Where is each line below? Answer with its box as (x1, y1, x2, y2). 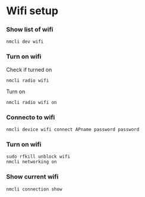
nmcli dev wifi (6, 39, 44, 45)
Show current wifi (6, 173, 59, 181)
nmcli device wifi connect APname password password (6, 126, 140, 133)
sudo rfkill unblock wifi (6, 154, 70, 160)
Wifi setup (6, 4, 58, 18)
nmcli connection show (6, 186, 62, 192)
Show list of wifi (6, 26, 53, 34)
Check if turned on (6, 66, 52, 73)
